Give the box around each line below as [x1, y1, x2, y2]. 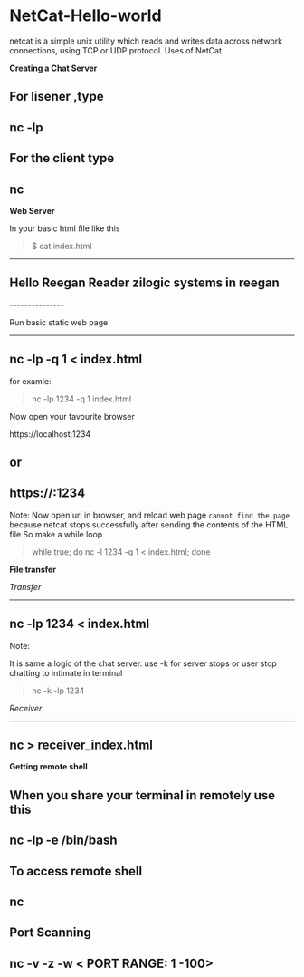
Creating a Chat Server [9, 63, 98, 73]
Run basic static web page [9, 316, 109, 327]
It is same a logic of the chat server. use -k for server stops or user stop [9, 658, 278, 669]
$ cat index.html [31, 240, 92, 251]
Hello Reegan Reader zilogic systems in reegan [9, 276, 280, 291]
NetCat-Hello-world [9, 5, 162, 26]
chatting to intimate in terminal [9, 667, 123, 678]
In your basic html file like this [9, 223, 120, 234]
